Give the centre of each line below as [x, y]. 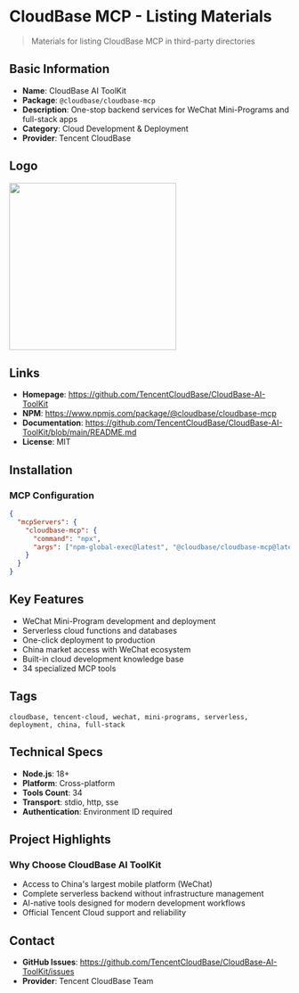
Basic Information [60, 69]
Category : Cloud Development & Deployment [105, 128]
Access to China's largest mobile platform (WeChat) [117, 884]
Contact [32, 941]
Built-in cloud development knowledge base [103, 659]
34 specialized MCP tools [69, 668]
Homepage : [44, 395]
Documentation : [53, 423]
